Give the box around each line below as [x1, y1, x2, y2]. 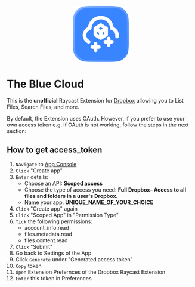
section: [7, 127, 27, 134]
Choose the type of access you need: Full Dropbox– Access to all [24, 186, 187, 193]
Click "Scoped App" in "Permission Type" [15, 211, 119, 218]
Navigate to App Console [15, 161, 77, 168]
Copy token [15, 262, 42, 269]
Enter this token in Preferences [15, 274, 92, 282]
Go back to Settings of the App [15, 249, 92, 257]
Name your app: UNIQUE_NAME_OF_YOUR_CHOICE [24, 199, 154, 206]
